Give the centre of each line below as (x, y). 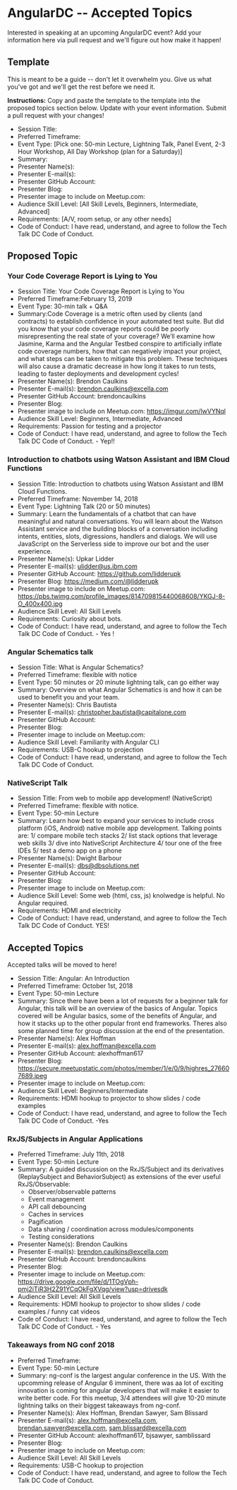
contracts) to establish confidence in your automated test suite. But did (121, 322)
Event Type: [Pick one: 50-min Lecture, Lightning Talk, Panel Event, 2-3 (121, 144)
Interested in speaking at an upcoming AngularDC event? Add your (104, 32)
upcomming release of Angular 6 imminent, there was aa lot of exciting (120, 1383)
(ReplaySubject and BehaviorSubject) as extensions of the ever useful (119, 1177)
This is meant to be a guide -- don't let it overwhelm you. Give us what (110, 79)
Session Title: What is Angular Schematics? (80, 667)
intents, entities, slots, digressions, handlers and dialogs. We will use (117, 536)
